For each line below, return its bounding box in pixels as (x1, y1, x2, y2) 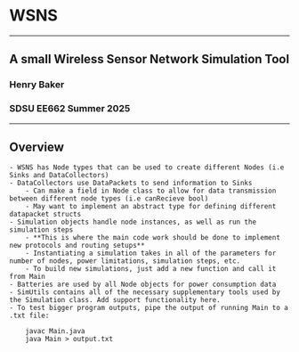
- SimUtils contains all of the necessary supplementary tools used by (9, 288, 280, 297)
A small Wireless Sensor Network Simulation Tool (9, 52, 290, 67)
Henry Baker (9, 78, 65, 91)
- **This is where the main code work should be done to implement (25, 233, 280, 242)
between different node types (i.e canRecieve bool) (9, 194, 209, 203)
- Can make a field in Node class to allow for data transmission (25, 186, 277, 196)
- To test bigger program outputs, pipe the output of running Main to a (9, 304, 289, 313)
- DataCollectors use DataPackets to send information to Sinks (9, 179, 253, 188)
